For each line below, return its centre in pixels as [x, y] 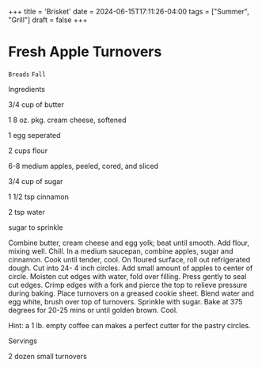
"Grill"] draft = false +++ [48, 20]
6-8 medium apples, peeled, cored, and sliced [84, 166]
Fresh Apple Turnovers [85, 52]
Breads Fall [27, 75]
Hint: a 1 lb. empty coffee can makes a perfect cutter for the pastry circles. [129, 325]
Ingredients [27, 89]
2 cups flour [28, 151]
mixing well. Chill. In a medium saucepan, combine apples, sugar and [121, 251]
